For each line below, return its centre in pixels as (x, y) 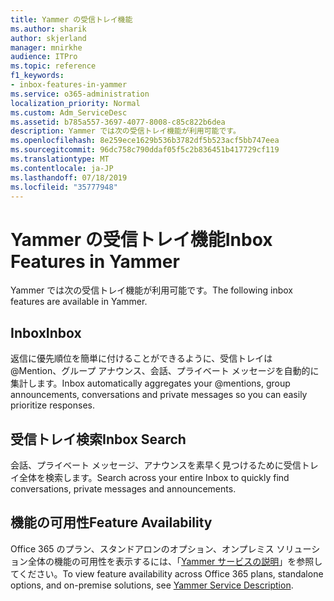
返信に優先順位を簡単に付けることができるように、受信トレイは (141, 358)
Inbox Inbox (46, 332)
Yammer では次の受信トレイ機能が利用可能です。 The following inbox (151, 290)
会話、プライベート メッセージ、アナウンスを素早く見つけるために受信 (156, 465)
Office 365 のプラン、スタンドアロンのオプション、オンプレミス (142, 548)
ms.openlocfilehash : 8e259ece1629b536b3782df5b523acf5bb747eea (145, 141)
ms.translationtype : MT (60, 159)
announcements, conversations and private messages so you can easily (159, 395)
